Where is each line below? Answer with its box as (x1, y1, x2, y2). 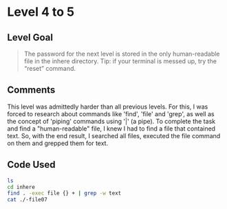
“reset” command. (23, 65, 76, 72)
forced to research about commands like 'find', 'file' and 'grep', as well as (7, 109, 215, 118)
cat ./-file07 (7, 197, 48, 203)
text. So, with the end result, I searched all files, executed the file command (7, 131, 221, 140)
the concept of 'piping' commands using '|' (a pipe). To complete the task (7, 117, 215, 125)
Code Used (7, 159, 56, 170)
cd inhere (7, 184, 36, 190)
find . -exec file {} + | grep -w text (7, 190, 122, 197)
